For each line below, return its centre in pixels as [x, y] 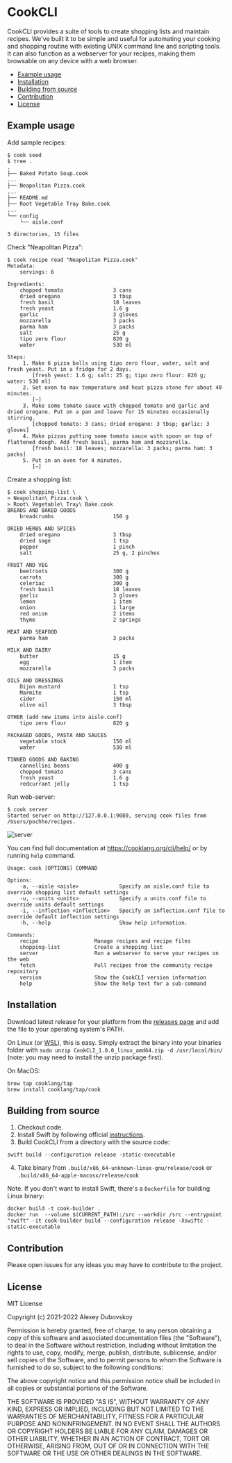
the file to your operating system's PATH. [66, 1029]
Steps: [17, 357]
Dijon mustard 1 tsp [74, 686]
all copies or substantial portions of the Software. [77, 1388]
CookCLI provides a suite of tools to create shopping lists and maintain [108, 31]
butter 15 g [73, 656]
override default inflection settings [63, 917]
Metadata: [22, 266]
